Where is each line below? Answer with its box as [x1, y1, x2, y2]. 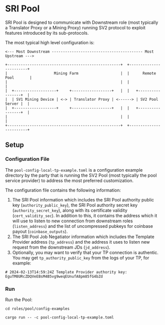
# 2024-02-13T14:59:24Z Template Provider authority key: [5, 269, 127, 274]
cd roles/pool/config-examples [5, 306, 70, 311]
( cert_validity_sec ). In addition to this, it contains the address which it [12, 212, 158, 218]
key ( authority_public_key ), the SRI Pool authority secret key [12, 202, 138, 208]
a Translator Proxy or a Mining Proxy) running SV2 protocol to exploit [5, 24, 146, 30]
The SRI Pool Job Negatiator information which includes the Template [12, 234, 155, 240]
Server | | [5, 101, 30, 106]
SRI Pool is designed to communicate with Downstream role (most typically [5, 19, 159, 25]
